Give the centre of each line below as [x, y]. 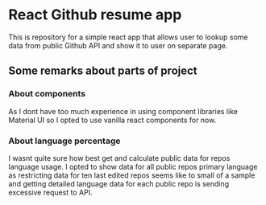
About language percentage [64, 141]
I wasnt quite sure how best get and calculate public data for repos [119, 158]
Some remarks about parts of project [103, 71]
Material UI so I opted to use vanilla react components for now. [112, 120]
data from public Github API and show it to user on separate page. [118, 45]
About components [47, 94]
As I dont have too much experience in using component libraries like [123, 111]
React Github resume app [95, 15]
